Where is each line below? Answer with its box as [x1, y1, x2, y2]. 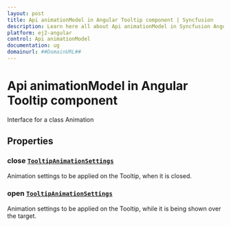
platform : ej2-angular [7, 29, 72, 36]
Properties [7, 136, 54, 147]
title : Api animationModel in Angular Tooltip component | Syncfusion [7, 17, 214, 23]
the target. [7, 211, 36, 220]
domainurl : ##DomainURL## [7, 49, 81, 56]
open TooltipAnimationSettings [7, 188, 113, 198]
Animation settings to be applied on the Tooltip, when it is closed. [7, 171, 192, 180]
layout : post [7, 10, 45, 17]
